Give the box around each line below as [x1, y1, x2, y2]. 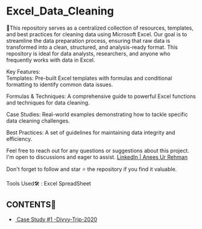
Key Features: [6, 68, 40, 75]
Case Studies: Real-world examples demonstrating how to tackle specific [6, 111, 188, 118]
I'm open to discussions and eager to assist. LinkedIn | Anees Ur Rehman [6, 153, 188, 161]
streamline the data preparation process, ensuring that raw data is [6, 37, 171, 44]
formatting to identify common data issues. [6, 80, 113, 88]
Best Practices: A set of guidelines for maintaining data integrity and [6, 129, 175, 136]
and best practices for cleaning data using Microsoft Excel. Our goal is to [6, 30, 188, 37]
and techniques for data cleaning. [6, 98, 90, 106]
